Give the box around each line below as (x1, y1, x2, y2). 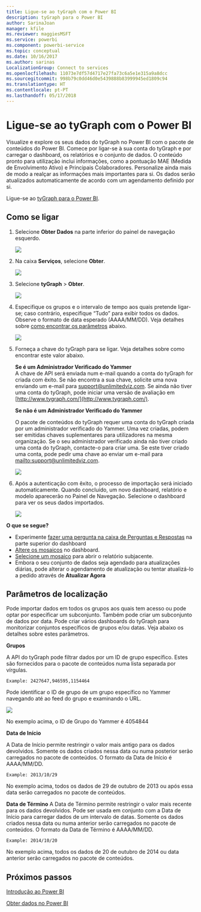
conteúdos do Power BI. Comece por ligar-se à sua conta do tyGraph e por (6, 145, 192, 152)
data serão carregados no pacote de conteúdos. (6, 789, 126, 796)
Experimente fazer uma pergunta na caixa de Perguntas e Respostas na (14, 533, 193, 541)
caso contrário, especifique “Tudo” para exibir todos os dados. (23, 309, 179, 317)
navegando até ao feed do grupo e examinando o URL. (6, 695, 142, 702)
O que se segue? (6, 521, 49, 529)
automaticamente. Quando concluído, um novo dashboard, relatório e (14, 486, 187, 493)
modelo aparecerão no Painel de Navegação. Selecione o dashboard (14, 492, 185, 499)
